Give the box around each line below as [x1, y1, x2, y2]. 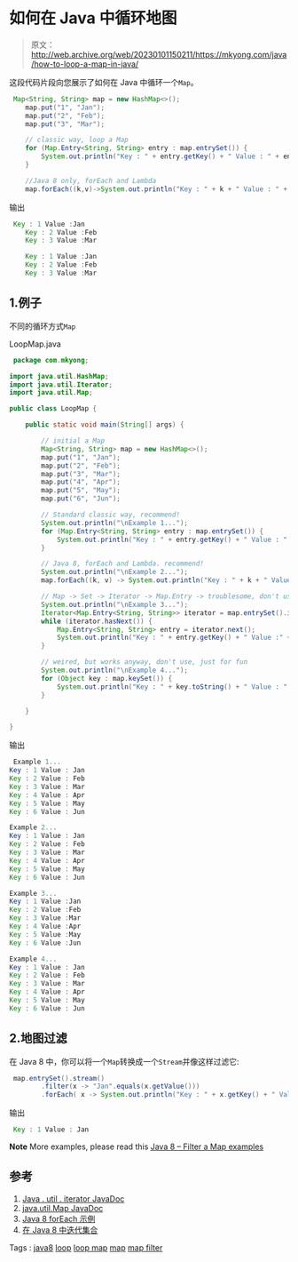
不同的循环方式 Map [9, 321, 76, 331]
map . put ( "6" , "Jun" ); [41, 494, 122, 503]
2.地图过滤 [9, 1031, 68, 1046]
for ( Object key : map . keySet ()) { [41, 674, 173, 683]
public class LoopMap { [9, 404, 98, 413]
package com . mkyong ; [12, 355, 90, 364]
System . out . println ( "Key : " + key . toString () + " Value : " [56, 682, 288, 691]
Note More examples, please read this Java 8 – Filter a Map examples [9, 1141, 264, 1152]
